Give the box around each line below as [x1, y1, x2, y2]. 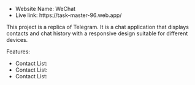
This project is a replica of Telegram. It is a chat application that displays [6, 24, 189, 30]
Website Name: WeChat [15, 5, 75, 12]
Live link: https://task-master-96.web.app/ [15, 12, 122, 19]
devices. [6, 36, 28, 43]
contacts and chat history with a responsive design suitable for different [6, 30, 188, 37]
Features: [6, 48, 31, 55]
